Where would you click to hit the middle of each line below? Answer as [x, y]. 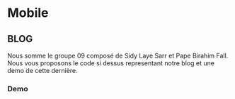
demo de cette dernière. [42, 71]
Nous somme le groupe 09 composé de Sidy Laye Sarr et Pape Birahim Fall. [118, 55]
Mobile [28, 13]
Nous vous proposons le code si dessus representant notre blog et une [111, 63]
